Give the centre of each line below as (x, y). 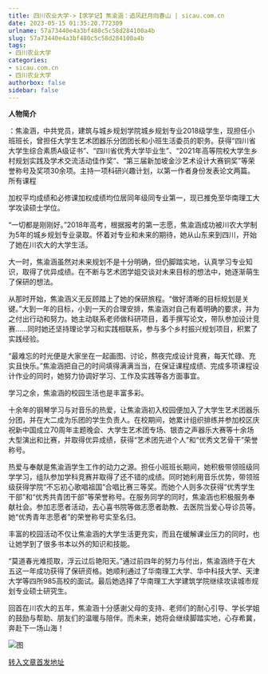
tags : (17, 46)
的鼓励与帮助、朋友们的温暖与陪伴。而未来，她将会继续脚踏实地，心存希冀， (134, 618)
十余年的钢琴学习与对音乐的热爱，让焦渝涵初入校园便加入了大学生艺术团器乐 (134, 410)
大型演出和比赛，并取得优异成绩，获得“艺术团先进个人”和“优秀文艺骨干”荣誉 (133, 440)
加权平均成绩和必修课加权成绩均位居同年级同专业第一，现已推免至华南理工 (130, 198)
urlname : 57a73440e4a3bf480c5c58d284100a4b (82, 30)
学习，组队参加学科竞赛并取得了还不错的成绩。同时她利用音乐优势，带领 (134, 477)
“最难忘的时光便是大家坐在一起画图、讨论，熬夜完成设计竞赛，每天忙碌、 (129, 356)
